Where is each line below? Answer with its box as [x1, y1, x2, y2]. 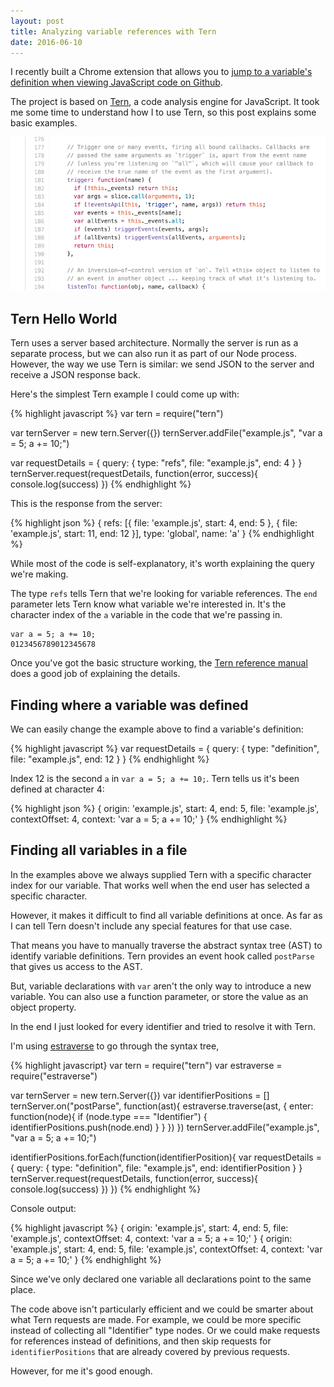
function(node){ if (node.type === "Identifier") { [10, 1110, 208, 1122]
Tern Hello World [10, 310, 118, 327]
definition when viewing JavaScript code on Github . [10, 76, 223, 89]
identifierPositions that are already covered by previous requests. [10, 1345, 291, 1357]
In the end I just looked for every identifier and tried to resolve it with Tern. [10, 1020, 317, 1032]
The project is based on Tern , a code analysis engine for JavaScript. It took [10, 96, 320, 108]
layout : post [10, 16, 65, 26]
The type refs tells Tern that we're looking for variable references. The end [10, 588, 318, 600]
